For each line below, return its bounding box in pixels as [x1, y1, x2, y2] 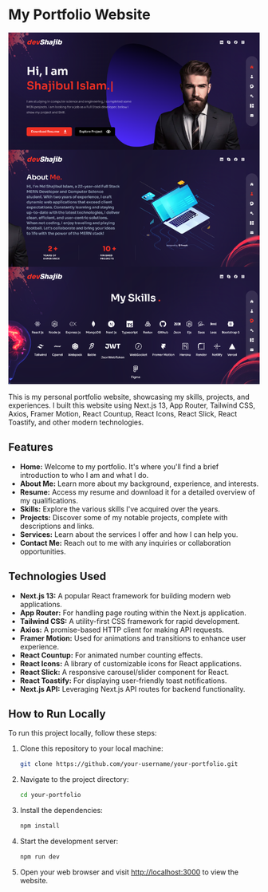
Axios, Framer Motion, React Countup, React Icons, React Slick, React [8, 409, 238, 418]
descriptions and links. [19, 521, 95, 531]
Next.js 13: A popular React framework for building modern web [19, 590, 231, 600]
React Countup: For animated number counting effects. [19, 650, 203, 660]
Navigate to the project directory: [19, 775, 129, 784]
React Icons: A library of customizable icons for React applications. [19, 658, 242, 668]
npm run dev [19, 853, 60, 861]
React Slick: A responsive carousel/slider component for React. [19, 667, 230, 677]
